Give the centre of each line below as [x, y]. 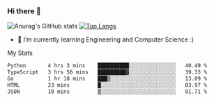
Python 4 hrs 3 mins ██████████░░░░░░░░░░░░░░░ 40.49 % [107, 66]
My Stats [20, 53]
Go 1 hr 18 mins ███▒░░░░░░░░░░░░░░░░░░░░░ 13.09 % [107, 79]
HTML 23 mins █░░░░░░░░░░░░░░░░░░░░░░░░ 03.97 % [107, 85]
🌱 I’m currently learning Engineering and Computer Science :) [105, 40]
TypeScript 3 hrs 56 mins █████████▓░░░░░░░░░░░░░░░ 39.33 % [107, 72]
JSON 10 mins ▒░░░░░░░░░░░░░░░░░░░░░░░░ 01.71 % [107, 92]
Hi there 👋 [24, 11]
